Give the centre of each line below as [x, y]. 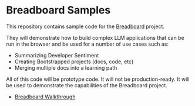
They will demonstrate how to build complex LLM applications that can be [95, 37]
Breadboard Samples [58, 10]
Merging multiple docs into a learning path [66, 67]
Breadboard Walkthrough [45, 97]
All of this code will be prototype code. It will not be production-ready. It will [98, 79]
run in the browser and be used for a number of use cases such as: [88, 44]
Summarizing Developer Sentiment [57, 55]
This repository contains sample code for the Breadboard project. [85, 26]
